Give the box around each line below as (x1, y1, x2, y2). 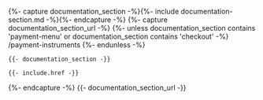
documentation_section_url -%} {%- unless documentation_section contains (8, 24, 256, 32)
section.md (8, 15, 45, 24)
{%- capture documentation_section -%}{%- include (8, 7, 180, 16)
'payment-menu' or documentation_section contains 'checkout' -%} (8, 31, 229, 41)
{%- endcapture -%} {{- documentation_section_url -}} (8, 83, 187, 92)
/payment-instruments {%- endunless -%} (8, 40, 146, 50)
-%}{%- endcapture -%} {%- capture (46, 15, 168, 24)
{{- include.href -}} (8, 69, 80, 77)
